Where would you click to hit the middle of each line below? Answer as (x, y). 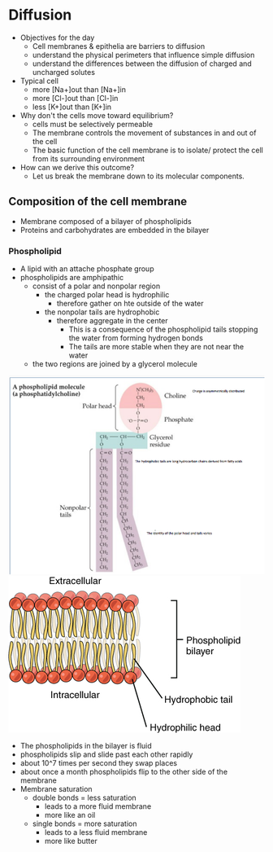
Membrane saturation (56, 789)
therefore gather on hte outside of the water (130, 304)
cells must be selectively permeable (92, 124)
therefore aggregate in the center (112, 321)
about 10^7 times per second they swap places (98, 763)
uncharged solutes (64, 72)
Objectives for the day (57, 37)
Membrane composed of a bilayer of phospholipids (106, 221)
